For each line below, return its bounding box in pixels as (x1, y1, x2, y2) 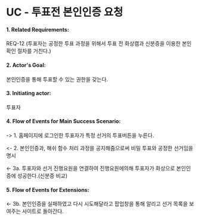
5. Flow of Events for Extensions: (6, 186, 90, 193)
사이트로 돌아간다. (21, 207, 64, 215)
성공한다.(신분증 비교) (17, 172, 67, 179)
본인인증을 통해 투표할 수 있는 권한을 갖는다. (6, 75, 109, 82)
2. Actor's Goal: (6, 61, 46, 69)
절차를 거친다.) (17, 47, 52, 54)
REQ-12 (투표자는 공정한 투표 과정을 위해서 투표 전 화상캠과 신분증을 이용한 (6, 40, 181, 47)
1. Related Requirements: (6, 26, 70, 33)
